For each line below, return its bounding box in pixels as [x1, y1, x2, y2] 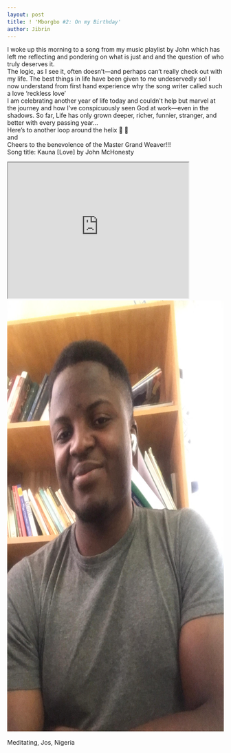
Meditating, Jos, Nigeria [7, 739, 76, 747]
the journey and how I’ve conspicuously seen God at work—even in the [7, 104, 209, 112]
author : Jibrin [7, 26, 51, 32]
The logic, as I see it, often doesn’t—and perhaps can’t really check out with [7, 68, 223, 76]
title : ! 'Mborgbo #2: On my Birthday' [7, 18, 122, 26]
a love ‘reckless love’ [7, 90, 67, 98]
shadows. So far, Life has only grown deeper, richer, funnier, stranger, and [7, 111, 217, 120]
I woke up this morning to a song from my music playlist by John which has [7, 46, 220, 54]
